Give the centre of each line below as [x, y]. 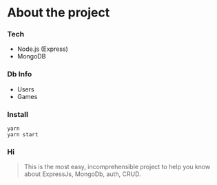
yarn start [23, 135]
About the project [59, 13]
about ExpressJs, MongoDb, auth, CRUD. [82, 174]
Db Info [20, 74]
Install [18, 114]
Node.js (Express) [43, 49]
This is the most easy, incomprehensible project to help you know [117, 167]
